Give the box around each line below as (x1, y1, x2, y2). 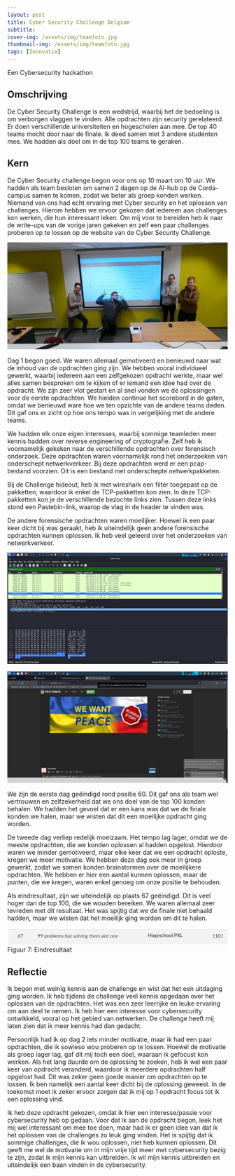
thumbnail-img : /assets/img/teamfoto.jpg (7, 41, 130, 48)
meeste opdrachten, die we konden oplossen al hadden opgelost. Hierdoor (7, 840, 223, 849)
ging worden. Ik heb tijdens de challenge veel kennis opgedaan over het (7, 992, 215, 1000)
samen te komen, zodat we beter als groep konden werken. (31, 191, 203, 199)
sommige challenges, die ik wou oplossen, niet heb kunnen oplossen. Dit (7, 1138, 217, 1147)
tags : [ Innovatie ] (7, 48, 61, 55)
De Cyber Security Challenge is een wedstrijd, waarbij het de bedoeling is (7, 107, 220, 116)
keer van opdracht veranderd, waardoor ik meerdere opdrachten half (7, 1065, 206, 1073)
